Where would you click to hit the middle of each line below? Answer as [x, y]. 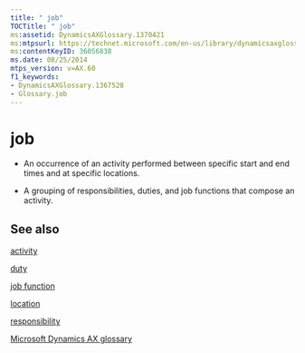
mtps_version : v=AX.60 [53, 69]
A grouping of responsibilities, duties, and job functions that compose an [159, 191]
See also [35, 229]
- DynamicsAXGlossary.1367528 [67, 85]
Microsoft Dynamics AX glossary [71, 339]
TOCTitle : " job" [43, 26]
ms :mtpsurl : [33, 43]
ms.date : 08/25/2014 [49, 60]
